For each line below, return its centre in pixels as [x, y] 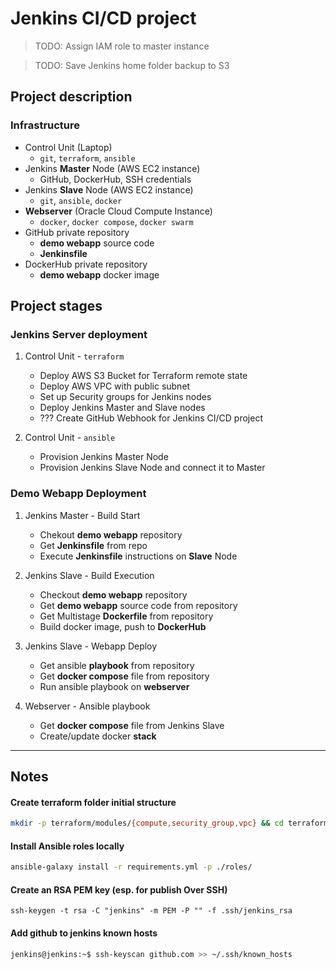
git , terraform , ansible [87, 158]
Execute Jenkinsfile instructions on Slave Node [138, 556]
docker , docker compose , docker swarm [116, 221]
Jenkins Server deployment [79, 334]
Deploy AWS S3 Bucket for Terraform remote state [143, 376]
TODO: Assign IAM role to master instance [122, 46]
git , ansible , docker [81, 200]
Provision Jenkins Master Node [104, 457]
